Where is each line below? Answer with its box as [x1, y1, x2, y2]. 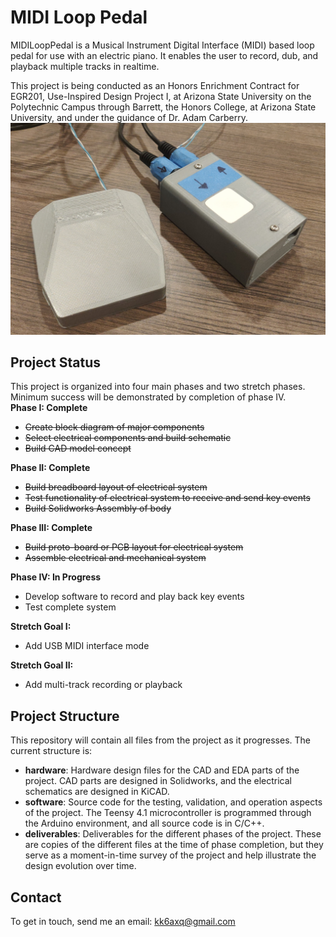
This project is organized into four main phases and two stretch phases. [10, 381, 306, 393]
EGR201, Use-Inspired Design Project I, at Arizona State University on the [10, 90, 312, 102]
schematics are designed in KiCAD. [24, 786, 170, 798]
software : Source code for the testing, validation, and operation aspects [24, 796, 323, 808]
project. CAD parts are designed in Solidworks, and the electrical [24, 775, 292, 787]
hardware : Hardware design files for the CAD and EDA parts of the [24, 764, 300, 776]
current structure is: [10, 745, 93, 757]
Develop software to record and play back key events [24, 591, 245, 603]
